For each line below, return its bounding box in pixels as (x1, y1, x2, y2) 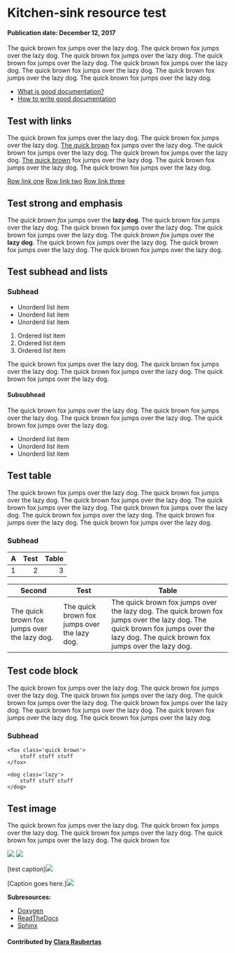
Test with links (7, 115, 72, 127)
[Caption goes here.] (7, 879, 67, 887)
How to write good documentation (17, 95, 117, 103)
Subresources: (7, 893, 52, 901)
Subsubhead (7, 391, 45, 399)
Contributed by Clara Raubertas (7, 937, 102, 946)
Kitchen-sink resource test (7, 5, 166, 21)
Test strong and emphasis (7, 197, 123, 209)
